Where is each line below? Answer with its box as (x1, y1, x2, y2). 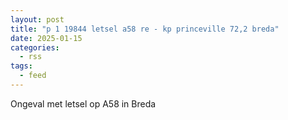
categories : (10, 42, 60, 53)
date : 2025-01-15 (10, 33, 83, 43)
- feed (19, 71, 47, 81)
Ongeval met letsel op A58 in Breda (10, 97, 157, 110)
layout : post (10, 14, 65, 25)
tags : (10, 61, 33, 71)
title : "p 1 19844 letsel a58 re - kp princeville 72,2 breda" (10, 24, 280, 34)
